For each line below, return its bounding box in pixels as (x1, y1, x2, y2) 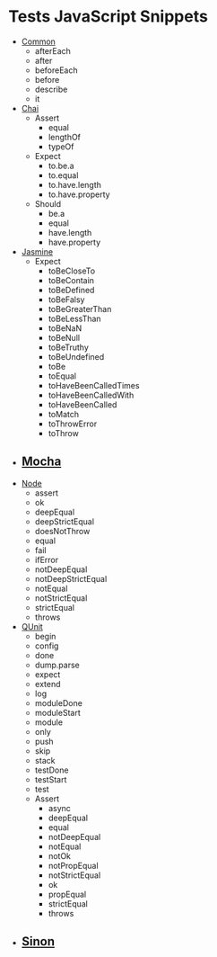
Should (34, 198, 62, 209)
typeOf (48, 141, 74, 152)
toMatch (48, 408, 80, 419)
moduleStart (34, 707, 82, 718)
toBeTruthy (48, 342, 89, 353)
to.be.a (48, 160, 74, 171)
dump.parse (34, 659, 80, 670)
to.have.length (48, 179, 102, 190)
